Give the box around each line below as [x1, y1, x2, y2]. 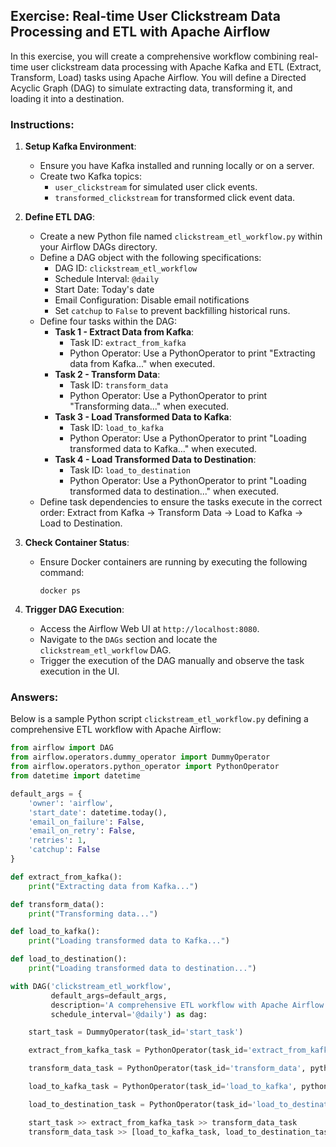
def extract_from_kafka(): [10, 872, 123, 882]
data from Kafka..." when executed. [69, 358, 216, 370]
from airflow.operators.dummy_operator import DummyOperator [10, 752, 271, 763]
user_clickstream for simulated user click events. [54, 181, 258, 193]
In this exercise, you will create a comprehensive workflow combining [10, 50, 297, 62]
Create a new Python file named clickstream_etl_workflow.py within [39, 230, 323, 243]
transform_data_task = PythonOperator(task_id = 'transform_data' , [28, 1064, 307, 1074]
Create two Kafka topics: [39, 170, 143, 183]
